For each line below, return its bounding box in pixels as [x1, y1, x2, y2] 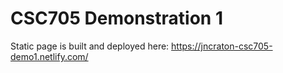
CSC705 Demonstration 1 [10, 7, 223, 30]
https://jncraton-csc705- [171, 40, 273, 52]
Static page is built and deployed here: [10, 40, 170, 52]
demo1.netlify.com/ [10, 50, 89, 62]
